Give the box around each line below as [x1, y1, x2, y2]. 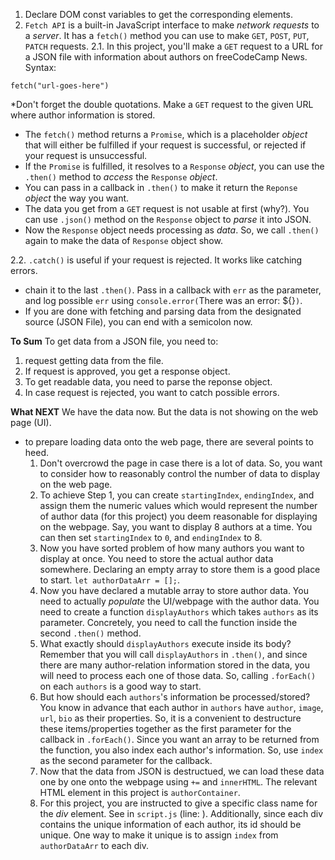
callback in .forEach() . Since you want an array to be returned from [39, 734, 320, 745]
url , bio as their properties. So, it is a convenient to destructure [39, 712, 302, 724]
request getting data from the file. [24, 355, 164, 366]
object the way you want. [24, 192, 130, 204]
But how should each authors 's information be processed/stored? [39, 691, 311, 703]
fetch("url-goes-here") [10, 81, 110, 91]
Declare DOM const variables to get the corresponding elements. [24, 9, 293, 20]
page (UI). [10, 417, 52, 428]
